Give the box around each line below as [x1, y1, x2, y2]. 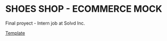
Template [5, 30, 25, 36]
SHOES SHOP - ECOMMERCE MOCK [5, 3, 162, 15]
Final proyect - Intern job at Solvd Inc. [5, 20, 85, 26]
